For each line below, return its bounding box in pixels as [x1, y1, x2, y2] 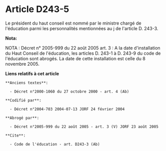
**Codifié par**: [5, 98, 42, 103]
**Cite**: [5, 133, 26, 138]
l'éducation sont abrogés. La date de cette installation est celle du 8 [5, 55, 146, 61]
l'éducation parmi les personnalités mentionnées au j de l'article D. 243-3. [5, 25, 158, 31]
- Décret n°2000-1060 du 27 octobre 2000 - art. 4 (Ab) [10, 89, 129, 94]
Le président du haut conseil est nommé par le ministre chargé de [5, 20, 142, 26]
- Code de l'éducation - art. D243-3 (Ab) [10, 141, 100, 146]
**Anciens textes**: [5, 80, 49, 85]
